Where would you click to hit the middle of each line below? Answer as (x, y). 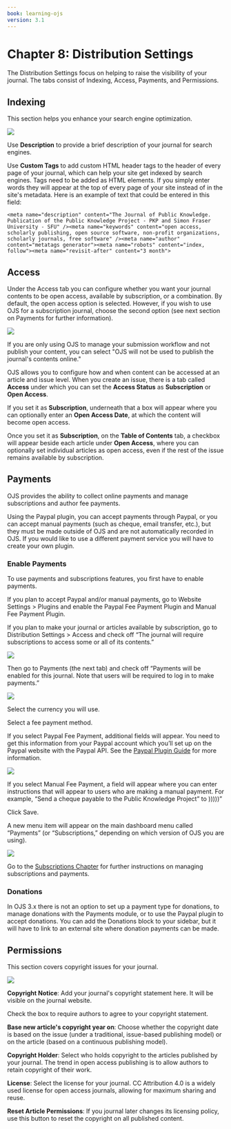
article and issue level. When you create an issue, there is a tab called (106, 380)
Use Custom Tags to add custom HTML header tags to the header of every (114, 165)
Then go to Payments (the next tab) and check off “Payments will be (104, 669)
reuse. (16, 1098)
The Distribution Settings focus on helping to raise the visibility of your (107, 73)
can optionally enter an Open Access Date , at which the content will (104, 415)
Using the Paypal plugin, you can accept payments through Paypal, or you (112, 516)
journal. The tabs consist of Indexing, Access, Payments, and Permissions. (113, 81)
